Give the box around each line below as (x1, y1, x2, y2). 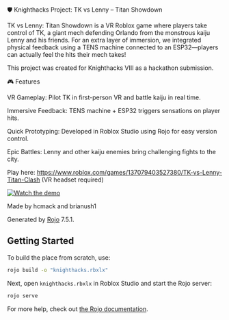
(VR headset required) (41, 175, 104, 184)
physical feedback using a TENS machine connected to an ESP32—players (7, 43, 219, 51)
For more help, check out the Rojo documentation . (7, 304, 148, 313)
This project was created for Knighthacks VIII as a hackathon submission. (7, 64, 214, 72)
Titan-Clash (7, 175, 40, 184)
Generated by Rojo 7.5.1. (7, 215, 75, 223)
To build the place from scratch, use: (7, 253, 111, 262)
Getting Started (7, 235, 75, 247)
